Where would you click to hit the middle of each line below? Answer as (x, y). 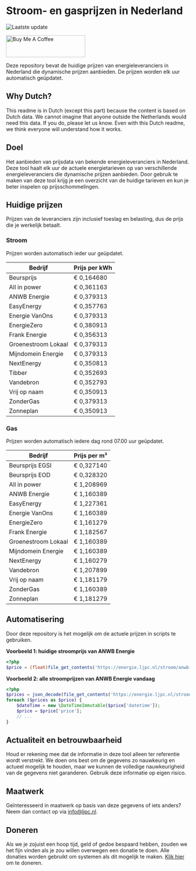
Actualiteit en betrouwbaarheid (64, 740)
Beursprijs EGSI (30, 465)
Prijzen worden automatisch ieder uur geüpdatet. (65, 253)
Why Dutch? (29, 96)
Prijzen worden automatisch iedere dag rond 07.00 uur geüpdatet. (85, 441)
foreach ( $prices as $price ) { (44, 700)
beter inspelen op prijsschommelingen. (53, 186)
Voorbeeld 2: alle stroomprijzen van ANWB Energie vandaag (80, 678)
